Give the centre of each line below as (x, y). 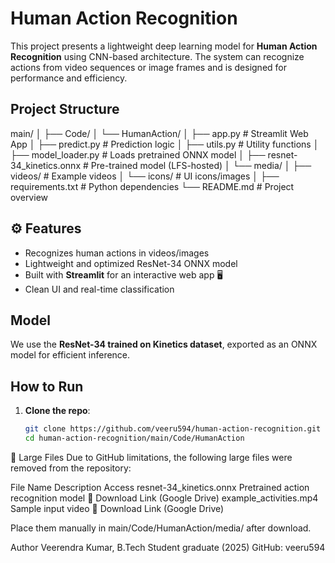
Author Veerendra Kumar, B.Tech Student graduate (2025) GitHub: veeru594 (168, 547)
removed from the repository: (71, 468)
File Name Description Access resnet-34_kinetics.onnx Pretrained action (160, 487)
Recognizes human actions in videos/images (117, 253)
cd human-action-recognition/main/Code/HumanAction (134, 438)
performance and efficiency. (69, 78)
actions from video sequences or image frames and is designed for (148, 67)
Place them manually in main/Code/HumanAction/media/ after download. (161, 528)
